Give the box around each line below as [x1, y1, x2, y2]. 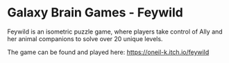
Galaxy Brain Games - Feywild [7, 5, 184, 21]
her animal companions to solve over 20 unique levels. [7, 34, 163, 42]
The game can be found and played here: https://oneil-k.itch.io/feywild [7, 48, 210, 56]
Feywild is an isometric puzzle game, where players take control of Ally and [7, 27, 223, 36]
